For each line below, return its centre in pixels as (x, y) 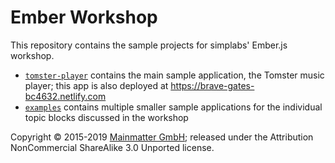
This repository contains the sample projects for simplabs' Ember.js (149, 45)
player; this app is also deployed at (96, 85)
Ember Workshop (84, 17)
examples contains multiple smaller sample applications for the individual (173, 107)
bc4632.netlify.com (65, 96)
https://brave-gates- (212, 85)
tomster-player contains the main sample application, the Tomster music (174, 75)
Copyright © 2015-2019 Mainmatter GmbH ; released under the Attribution (162, 137)
